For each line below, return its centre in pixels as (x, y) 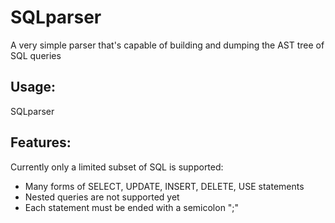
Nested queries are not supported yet (102, 197)
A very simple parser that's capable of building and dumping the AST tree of (167, 45)
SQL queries (36, 55)
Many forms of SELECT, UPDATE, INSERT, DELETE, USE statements (164, 186)
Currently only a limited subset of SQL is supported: (117, 167)
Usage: (33, 87)
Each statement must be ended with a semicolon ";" (132, 207)
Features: (41, 142)
